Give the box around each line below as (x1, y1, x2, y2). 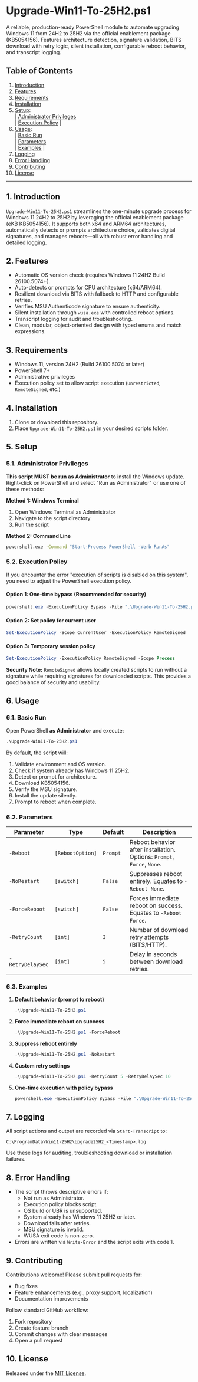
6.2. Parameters (6, 813, 53, 821)
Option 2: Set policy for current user (6, 616, 96, 623)
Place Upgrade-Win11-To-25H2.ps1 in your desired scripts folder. (14, 425, 169, 432)
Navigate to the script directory (14, 514, 91, 521)
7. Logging (6, 1112, 45, 1122)
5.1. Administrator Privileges (6, 459, 88, 468)
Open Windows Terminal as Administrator (14, 508, 116, 516)
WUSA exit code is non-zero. (23, 1232, 94, 1239)
